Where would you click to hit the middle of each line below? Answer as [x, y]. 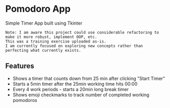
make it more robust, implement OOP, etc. [51, 37]
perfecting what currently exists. [43, 50]
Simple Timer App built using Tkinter [44, 23]
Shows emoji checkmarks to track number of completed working [81, 95]
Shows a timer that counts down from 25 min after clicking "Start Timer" [89, 78]
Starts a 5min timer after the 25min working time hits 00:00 [75, 84]
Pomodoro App [38, 9]
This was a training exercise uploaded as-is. [56, 41]
